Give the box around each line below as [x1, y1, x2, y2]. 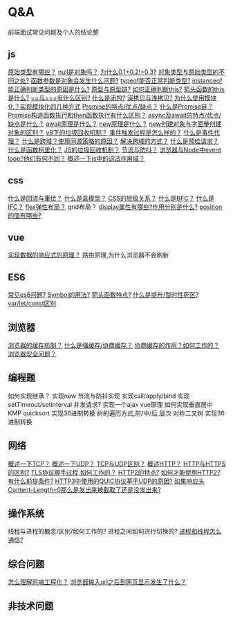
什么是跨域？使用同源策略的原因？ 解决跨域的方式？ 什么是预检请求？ [21, 136, 219, 145]
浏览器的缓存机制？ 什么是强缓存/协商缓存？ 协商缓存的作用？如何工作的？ [8, 341, 220, 349]
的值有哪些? [8, 211, 42, 219]
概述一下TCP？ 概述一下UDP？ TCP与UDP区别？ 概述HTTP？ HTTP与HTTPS [8, 460, 226, 468]
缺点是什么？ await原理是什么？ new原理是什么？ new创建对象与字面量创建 [8, 119, 222, 128]
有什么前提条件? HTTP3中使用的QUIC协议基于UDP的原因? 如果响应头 [8, 477, 205, 485]
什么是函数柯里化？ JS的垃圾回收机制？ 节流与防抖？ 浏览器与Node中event [8, 145, 221, 154]
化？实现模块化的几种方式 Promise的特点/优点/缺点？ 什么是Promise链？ [8, 102, 214, 111]
